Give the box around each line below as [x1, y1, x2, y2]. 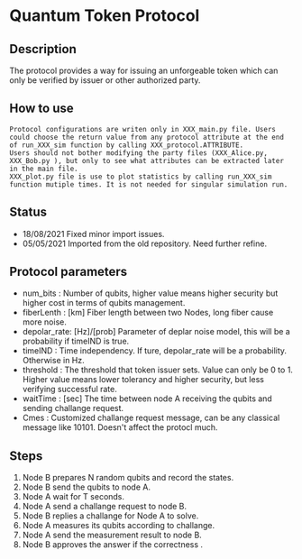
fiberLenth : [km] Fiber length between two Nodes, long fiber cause [22, 307, 274, 318]
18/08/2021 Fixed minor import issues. [22, 228, 165, 239]
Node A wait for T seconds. [22, 491, 124, 502]
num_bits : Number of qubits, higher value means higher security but [22, 288, 279, 298]
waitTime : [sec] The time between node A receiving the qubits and [22, 393, 272, 404]
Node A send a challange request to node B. [22, 501, 188, 512]
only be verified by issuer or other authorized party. [9, 75, 201, 86]
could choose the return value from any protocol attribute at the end [9, 133, 284, 142]
